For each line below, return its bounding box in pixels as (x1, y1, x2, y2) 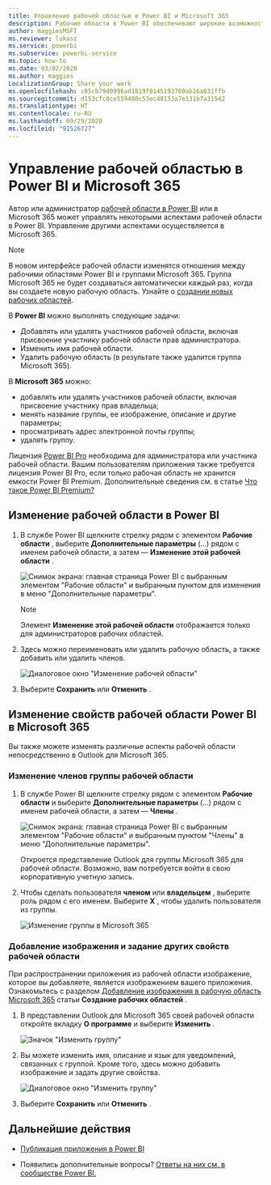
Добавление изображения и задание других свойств (8, 940, 230, 951)
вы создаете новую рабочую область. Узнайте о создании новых (8, 286, 234, 296)
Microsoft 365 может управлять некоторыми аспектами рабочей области (8, 212, 262, 222)
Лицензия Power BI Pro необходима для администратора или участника (8, 451, 258, 460)
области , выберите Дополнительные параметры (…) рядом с (19, 539, 240, 548)
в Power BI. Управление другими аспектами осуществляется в (8, 220, 224, 231)
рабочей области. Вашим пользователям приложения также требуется (8, 459, 256, 469)
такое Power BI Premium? (8, 485, 95, 494)
